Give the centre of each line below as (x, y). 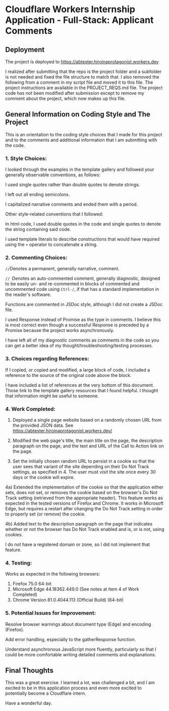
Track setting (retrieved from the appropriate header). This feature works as (84, 498)
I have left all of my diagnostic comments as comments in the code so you (82, 340)
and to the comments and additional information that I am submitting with (81, 140)
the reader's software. (28, 294)
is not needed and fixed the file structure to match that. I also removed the (82, 77)
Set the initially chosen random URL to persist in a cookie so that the (83, 461)
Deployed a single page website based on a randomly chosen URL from (87, 420)
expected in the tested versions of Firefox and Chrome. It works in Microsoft (84, 503)
